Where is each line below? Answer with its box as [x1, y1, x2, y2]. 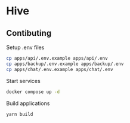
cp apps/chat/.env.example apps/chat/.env [6, 66, 113, 72]
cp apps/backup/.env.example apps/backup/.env [6, 61, 124, 67]
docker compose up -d [6, 88, 60, 95]
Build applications [6, 100, 50, 107]
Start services [6, 77, 41, 84]
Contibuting [6, 28, 52, 38]
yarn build [6, 111, 33, 117]
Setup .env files [6, 44, 45, 51]
